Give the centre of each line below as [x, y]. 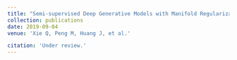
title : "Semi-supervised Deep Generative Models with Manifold [102, 14]
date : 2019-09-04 [33, 27]
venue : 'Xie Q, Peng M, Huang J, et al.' [69, 33]
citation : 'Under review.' [47, 46]
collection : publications [45, 20]
